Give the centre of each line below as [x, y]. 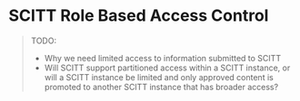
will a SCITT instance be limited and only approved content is [159, 77]
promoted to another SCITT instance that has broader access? [161, 87]
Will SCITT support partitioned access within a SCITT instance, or [167, 68]
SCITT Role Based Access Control [139, 16]
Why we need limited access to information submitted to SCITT [163, 58]
